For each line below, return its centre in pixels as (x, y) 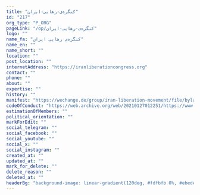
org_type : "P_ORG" (29, 23)
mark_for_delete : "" (32, 166)
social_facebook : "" (32, 133)
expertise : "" (24, 89)
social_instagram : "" (33, 150)
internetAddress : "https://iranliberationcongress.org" (77, 67)
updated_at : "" (25, 161)
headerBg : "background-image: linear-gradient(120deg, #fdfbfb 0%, (92, 183)
